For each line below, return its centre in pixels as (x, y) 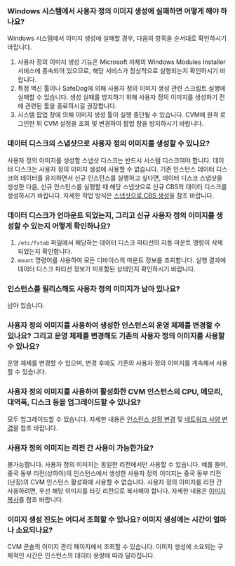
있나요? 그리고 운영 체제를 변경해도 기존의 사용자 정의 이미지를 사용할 (116, 336)
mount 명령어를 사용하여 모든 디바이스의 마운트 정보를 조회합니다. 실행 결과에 (122, 260)
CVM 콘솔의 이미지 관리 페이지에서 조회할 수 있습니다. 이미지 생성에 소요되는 (112, 547)
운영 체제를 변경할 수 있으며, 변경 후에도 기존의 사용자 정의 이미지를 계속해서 (111, 363)
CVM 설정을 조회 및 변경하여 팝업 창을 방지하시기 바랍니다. (124, 124)
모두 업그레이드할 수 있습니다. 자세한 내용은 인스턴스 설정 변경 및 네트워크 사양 (114, 419)
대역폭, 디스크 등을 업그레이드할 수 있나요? (74, 402)
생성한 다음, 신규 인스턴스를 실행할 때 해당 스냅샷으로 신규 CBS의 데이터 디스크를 (117, 186)
